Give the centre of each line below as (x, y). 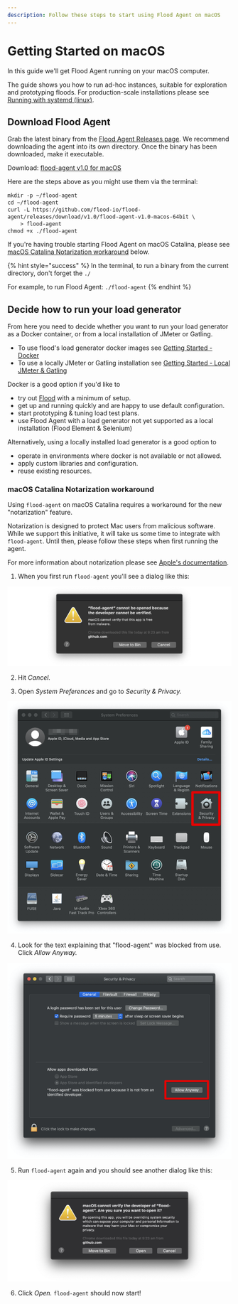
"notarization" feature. (40, 513)
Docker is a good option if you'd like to (64, 385)
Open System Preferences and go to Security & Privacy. (99, 691)
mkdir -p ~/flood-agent (43, 196)
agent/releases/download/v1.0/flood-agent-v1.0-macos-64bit (98, 217)
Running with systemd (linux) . (51, 100)
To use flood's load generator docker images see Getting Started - (115, 348)
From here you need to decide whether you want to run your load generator (118, 326)
